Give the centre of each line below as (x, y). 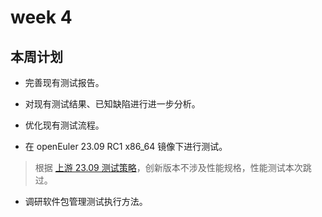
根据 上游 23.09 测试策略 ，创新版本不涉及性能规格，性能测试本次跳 (173, 167)
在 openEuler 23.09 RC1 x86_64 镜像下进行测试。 (126, 146)
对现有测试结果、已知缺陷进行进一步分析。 (112, 104)
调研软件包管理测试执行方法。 (86, 201)
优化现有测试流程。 (64, 125)
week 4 (41, 17)
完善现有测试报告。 (64, 82)
